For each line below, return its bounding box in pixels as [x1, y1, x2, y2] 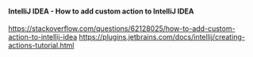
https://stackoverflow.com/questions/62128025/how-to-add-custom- [8, 24, 236, 33]
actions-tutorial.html [8, 40, 75, 51]
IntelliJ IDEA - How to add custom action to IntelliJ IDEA [8, 6, 194, 16]
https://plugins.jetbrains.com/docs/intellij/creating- [79, 32, 246, 42]
